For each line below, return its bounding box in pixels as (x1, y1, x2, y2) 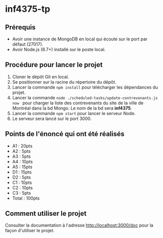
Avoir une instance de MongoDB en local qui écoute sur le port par (12, 36, 148, 42)
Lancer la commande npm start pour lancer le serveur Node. (12, 110, 136, 116)
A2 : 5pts (12, 148, 31, 154)
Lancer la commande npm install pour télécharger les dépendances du (12, 84, 159, 90)
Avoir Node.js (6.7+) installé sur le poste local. (12, 47, 106, 52)
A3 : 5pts (12, 153, 31, 159)
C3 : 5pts (12, 190, 31, 196)
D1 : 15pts (12, 169, 32, 175)
